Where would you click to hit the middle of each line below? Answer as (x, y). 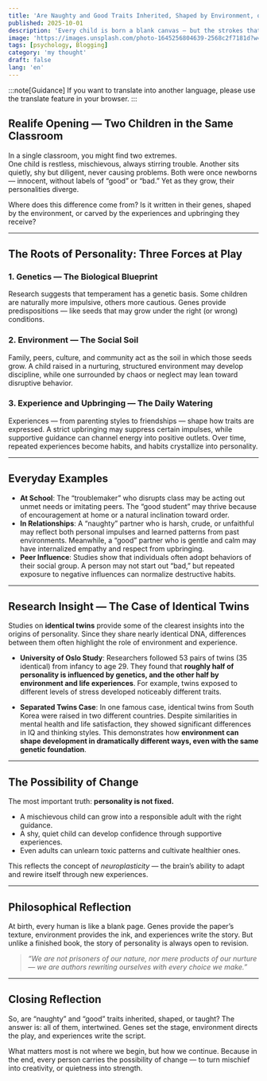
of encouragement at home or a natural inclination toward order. (124, 515)
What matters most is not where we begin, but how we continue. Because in (133, 1051)
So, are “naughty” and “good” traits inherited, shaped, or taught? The (122, 1018)
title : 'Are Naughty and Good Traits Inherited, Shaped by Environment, (131, 16)
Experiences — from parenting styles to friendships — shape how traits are (131, 421)
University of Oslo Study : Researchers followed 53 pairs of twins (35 (133, 658)
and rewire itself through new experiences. (78, 875)
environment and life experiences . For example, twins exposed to (129, 683)
